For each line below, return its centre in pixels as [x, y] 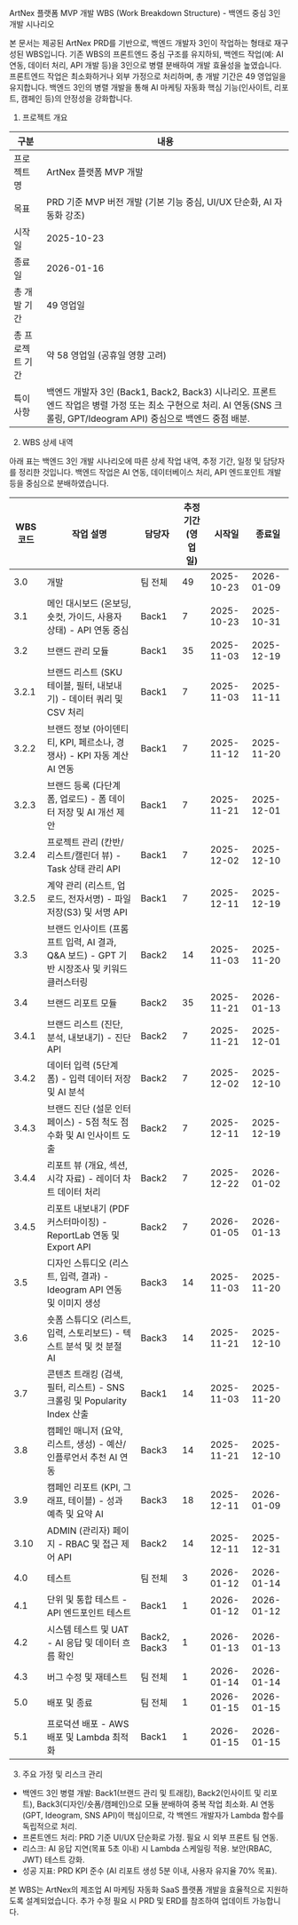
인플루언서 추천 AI [82, 1457]
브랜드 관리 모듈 [78, 651]
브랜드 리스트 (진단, [85, 1024]
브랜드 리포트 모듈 [82, 1003]
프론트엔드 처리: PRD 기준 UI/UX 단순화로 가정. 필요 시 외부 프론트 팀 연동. [150, 1837]
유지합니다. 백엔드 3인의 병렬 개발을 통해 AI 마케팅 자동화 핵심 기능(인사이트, [141, 87]
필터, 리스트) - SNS [86, 1387]
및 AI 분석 [66, 1092]
